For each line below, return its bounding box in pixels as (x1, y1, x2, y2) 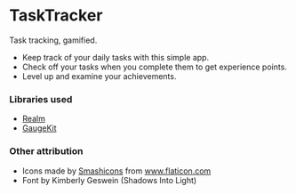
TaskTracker (9, 5, 103, 26)
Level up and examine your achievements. (21, 70, 177, 81)
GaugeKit (21, 123, 57, 133)
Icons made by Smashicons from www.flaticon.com (21, 166, 212, 176)
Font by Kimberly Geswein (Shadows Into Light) (21, 174, 197, 185)
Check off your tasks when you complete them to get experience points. (21, 61, 287, 72)
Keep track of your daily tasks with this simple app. (21, 52, 210, 62)
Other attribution (9, 145, 84, 158)
